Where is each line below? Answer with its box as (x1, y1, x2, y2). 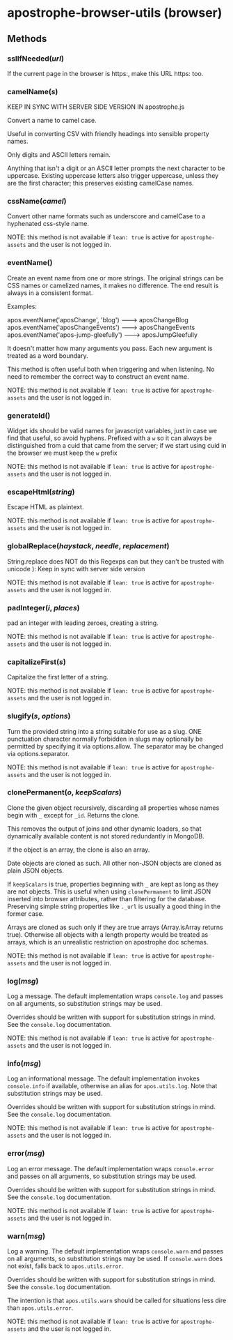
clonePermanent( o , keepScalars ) (7, 788, 122, 797)
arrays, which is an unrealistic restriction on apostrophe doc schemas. (7, 938, 209, 946)
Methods (7, 33, 47, 45)
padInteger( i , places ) (7, 603, 80, 612)
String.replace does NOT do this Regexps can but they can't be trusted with (7, 557, 225, 566)
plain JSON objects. (7, 866, 64, 875)
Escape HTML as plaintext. (7, 503, 84, 511)
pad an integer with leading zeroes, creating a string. (7, 619, 159, 627)
